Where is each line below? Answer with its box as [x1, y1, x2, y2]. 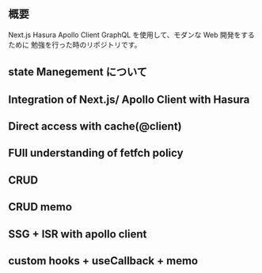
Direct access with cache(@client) [8, 119, 182, 133]
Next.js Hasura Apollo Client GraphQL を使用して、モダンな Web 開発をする [8, 30, 255, 40]
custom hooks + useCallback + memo [8, 254, 199, 267]
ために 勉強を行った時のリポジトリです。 [8, 40, 142, 49]
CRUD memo [8, 200, 73, 214]
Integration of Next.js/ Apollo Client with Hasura [8, 93, 250, 106]
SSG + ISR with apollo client [8, 227, 147, 241]
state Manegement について [8, 66, 148, 79]
